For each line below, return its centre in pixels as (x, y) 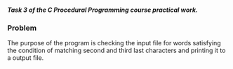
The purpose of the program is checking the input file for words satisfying (114, 43)
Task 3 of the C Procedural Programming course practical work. (103, 10)
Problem (22, 28)
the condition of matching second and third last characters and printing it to (116, 51)
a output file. (26, 58)
